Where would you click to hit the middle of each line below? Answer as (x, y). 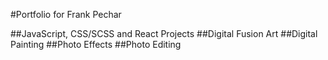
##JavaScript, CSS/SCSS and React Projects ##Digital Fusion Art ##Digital (164, 33)
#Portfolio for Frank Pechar (66, 14)
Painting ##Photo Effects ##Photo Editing (96, 44)
